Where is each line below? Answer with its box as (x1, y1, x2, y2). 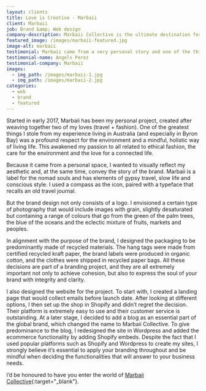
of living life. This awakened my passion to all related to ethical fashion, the (6, 143, 196, 150)
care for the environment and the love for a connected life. (6, 149, 154, 157)
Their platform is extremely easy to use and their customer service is (6, 307, 180, 315)
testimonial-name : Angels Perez (6, 54, 89, 61)
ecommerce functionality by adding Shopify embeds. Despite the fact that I (6, 333, 196, 340)
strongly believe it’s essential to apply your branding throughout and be (6, 346, 186, 354)
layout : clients (6, 9, 48, 15)
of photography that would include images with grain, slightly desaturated (6, 206, 193, 213)
